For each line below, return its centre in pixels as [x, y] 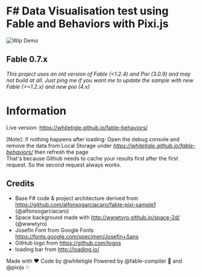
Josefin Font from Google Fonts [54, 230]
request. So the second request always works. [64, 165]
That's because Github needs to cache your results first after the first [92, 158]
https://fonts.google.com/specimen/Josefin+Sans [77, 236]
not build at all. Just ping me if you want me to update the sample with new [100, 80]
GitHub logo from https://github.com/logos [68, 243]
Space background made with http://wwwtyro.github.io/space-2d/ [97, 217]
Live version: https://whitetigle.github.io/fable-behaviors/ [77, 127]
